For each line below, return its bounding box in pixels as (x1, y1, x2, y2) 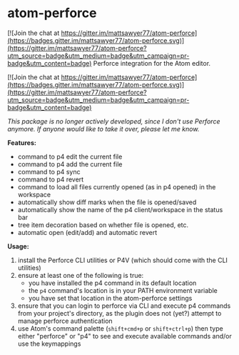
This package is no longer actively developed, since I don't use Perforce (7, 116, 220, 126)
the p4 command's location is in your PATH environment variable (28, 286, 218, 294)
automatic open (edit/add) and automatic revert (17, 228, 158, 236)
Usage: (7, 241, 30, 251)
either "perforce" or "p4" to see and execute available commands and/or (17, 331, 232, 340)
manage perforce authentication (17, 316, 113, 325)
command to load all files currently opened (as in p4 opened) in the (17, 182, 216, 191)
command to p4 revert (17, 175, 84, 184)
